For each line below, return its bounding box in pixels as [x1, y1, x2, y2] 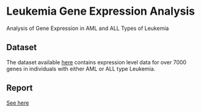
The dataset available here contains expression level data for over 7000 [6, 58, 187, 65]
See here [6, 99, 29, 106]
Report [6, 83, 33, 93]
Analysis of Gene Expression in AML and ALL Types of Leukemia [6, 24, 169, 32]
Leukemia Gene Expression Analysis [6, 4, 196, 18]
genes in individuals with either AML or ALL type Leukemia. [6, 65, 156, 72]
